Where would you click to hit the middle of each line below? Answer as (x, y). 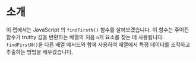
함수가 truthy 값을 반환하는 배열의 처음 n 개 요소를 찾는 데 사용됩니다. (85, 37)
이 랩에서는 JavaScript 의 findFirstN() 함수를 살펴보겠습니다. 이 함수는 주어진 (97, 30)
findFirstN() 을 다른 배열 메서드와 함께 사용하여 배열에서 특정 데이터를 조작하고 (98, 44)
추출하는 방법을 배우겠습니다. (39, 52)
